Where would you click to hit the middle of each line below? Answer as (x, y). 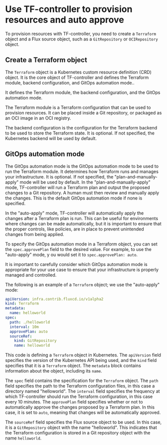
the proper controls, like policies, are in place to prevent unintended (75, 229)
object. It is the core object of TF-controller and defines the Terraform (77, 77)
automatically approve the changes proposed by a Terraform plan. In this (80, 407)
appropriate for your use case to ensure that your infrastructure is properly (82, 269)
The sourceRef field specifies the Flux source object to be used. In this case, (83, 422)
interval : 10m (24, 327)
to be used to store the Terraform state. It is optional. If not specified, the (80, 133)
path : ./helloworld (30, 322)
